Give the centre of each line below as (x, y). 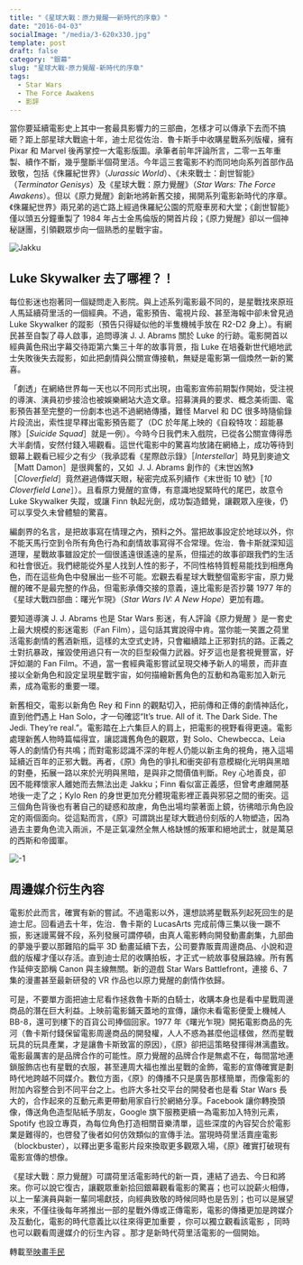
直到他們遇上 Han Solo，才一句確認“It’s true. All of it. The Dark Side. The (143, 717)
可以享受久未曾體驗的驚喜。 (61, 513)
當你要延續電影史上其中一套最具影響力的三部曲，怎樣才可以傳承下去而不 (143, 128)
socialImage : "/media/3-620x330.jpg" (80, 34)
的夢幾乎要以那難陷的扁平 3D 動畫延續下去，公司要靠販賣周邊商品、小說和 (147, 946)
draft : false (34, 51)
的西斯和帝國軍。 (41, 840)
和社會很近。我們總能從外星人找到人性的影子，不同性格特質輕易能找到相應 (147, 565)
